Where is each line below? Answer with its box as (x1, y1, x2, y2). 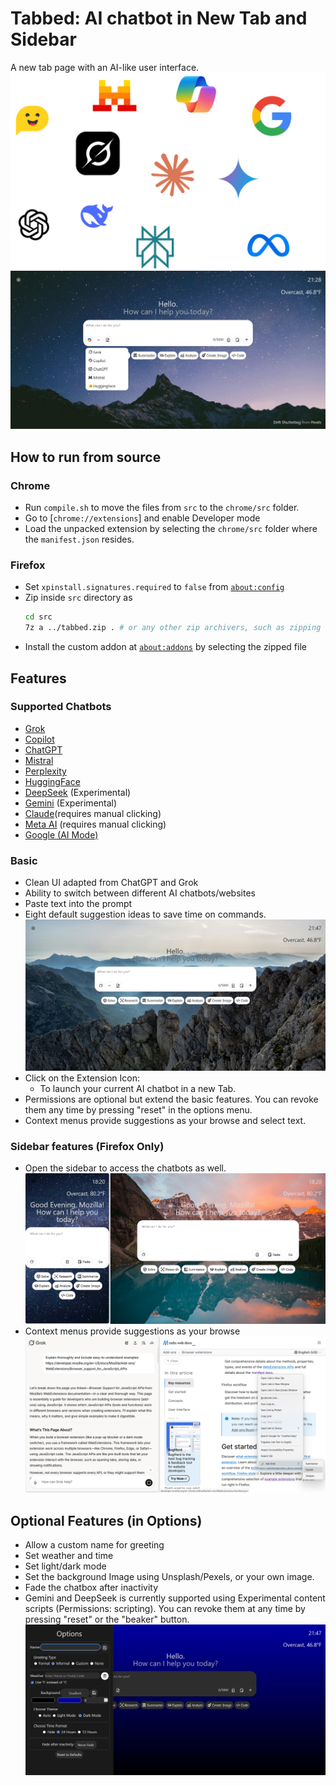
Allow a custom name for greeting (24, 1538, 165, 1551)
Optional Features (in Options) (10, 1512, 203, 1529)
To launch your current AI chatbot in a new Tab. (39, 1082, 237, 1094)
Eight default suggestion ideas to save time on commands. (24, 908, 267, 921)
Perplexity (24, 765, 67, 777)
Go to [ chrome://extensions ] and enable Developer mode (24, 512, 261, 524)
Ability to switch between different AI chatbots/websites (24, 887, 256, 899)
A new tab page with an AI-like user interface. (10, 61, 200, 73)
